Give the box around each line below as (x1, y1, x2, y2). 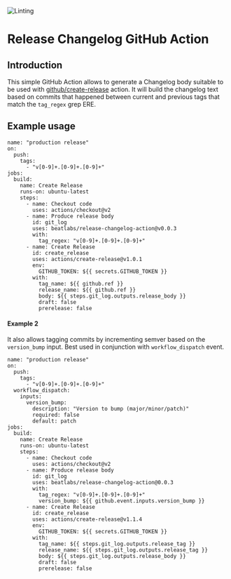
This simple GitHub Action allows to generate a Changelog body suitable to (7, 78, 224, 86)
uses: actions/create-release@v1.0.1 (32, 255, 142, 262)
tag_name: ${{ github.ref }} (38, 280, 124, 287)
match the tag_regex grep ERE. (7, 100, 97, 108)
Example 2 (7, 319, 38, 328)
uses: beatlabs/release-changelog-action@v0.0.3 (32, 225, 177, 232)
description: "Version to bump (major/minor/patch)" (32, 406, 190, 413)
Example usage (7, 120, 76, 133)
